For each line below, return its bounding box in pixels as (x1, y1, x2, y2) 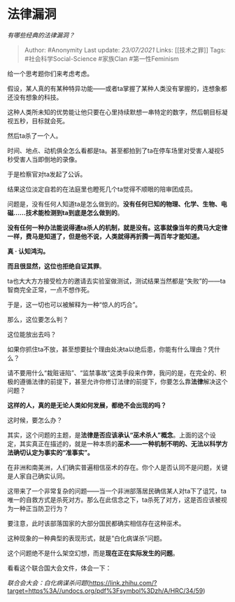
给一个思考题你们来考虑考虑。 (7, 69, 93, 78)
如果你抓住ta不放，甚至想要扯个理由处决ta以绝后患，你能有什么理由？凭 (7, 344, 215, 353)
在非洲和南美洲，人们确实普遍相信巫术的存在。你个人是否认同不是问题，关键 (7, 463, 228, 471)
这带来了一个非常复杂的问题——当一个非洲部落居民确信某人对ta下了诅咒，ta (7, 486, 227, 495)
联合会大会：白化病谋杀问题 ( (7, 578, 90, 587)
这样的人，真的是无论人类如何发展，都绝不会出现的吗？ (7, 400, 166, 409)
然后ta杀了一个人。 (7, 131, 62, 140)
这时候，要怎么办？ (7, 416, 63, 424)
